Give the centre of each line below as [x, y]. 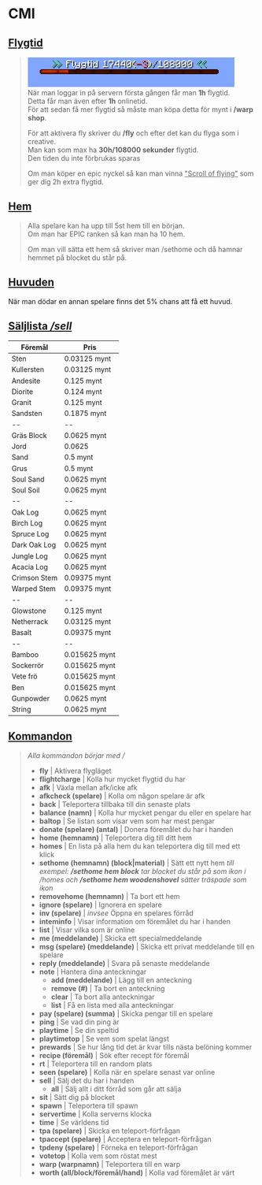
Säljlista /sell [40, 327]
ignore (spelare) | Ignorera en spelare [101, 905]
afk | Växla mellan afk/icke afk [88, 787]
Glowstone [29, 611]
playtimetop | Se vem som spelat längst [104, 1038]
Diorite [22, 392]
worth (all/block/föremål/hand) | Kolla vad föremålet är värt [137, 1172]
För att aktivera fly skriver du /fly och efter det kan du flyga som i [133, 133]
